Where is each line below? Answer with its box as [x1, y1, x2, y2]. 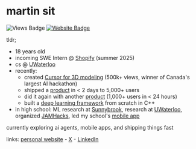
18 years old [14, 47, 45, 55]
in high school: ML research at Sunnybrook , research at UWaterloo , [14, 105, 183, 113]
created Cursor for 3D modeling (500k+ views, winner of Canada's [24, 73, 190, 81]
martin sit [6, 4, 55, 18]
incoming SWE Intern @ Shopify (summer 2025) [14, 54, 134, 61]
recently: [14, 67, 37, 74]
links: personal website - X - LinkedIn [6, 135, 99, 143]
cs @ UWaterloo [14, 61, 56, 68]
